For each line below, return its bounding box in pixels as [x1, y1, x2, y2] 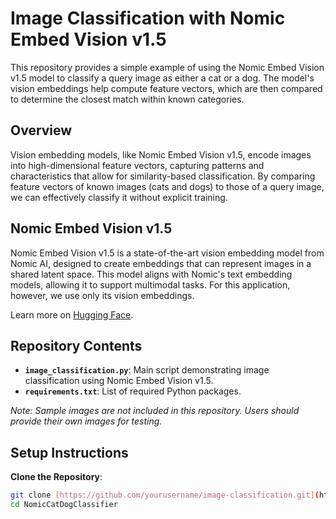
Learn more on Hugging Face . [10, 308, 134, 321]
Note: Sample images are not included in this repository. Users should [10, 405, 300, 417]
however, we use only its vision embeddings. [10, 289, 195, 301]
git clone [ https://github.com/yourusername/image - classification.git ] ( [10, 490, 320, 501]
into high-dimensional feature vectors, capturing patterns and [10, 159, 265, 171]
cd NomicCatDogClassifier [10, 500, 118, 510]
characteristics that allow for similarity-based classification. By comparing [10, 170, 316, 182]
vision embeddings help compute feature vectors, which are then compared [10, 82, 323, 94]
